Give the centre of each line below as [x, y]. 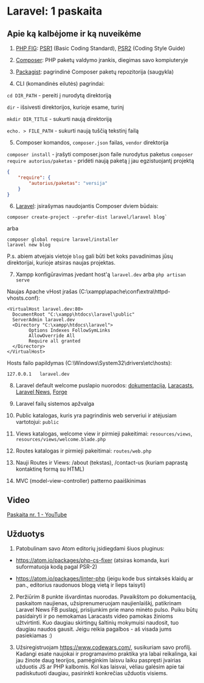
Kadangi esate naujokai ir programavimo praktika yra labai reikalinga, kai [106, 654]
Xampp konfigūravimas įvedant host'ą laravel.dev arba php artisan [101, 274]
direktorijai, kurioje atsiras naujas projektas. [61, 263]
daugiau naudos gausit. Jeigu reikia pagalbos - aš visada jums [93, 629]
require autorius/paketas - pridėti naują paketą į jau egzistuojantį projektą [100, 161]
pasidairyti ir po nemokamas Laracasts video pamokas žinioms [94, 616]
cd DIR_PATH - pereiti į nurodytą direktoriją [59, 95]
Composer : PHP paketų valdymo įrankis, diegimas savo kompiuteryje [102, 60]
